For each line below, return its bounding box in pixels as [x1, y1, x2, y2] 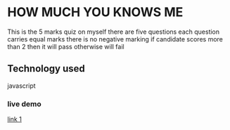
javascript [7, 82, 37, 90]
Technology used [7, 63, 86, 74]
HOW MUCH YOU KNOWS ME [7, 4, 184, 20]
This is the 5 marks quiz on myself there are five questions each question [7, 27, 220, 36]
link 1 [7, 115, 23, 124]
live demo [7, 99, 42, 109]
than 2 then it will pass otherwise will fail [7, 42, 124, 51]
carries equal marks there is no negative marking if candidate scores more [7, 34, 223, 43]
